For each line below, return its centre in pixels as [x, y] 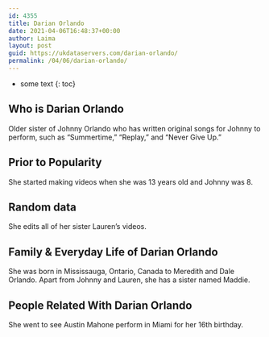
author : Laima [32, 38]
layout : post [30, 46]
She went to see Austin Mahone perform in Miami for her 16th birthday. [126, 324]
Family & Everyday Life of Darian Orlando [114, 252]
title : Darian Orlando [46, 23]
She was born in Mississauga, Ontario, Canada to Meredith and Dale [122, 272]
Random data [42, 207]
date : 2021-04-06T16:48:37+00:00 [64, 31]
